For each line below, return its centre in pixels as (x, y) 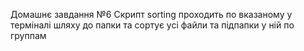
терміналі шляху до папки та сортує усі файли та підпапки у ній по (152, 25)
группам (28, 35)
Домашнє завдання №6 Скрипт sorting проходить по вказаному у (151, 14)
